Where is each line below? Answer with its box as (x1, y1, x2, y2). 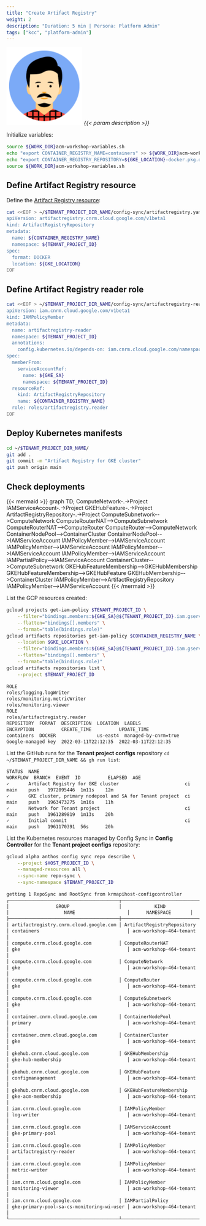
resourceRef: (12, 385, 45, 392)
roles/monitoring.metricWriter (6, 696, 86, 702)
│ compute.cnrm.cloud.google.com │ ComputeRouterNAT (6, 940, 169, 946)
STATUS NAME (6, 768, 40, 775)
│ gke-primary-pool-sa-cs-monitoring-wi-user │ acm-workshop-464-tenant (6, 1204, 196, 1210)
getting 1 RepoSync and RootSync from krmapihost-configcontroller (6, 891, 183, 897)
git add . (6, 451, 32, 458)
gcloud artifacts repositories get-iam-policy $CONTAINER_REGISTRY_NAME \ (6, 633, 202, 639)
